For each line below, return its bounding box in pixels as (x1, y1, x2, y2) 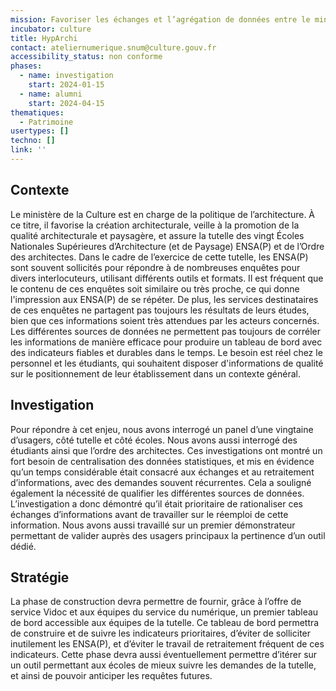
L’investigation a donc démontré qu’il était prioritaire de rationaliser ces (10, 497, 303, 510)
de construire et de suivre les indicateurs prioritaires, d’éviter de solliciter (10, 627, 312, 640)
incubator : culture (10, 24, 92, 34)
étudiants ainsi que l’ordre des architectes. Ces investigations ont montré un (10, 444, 323, 456)
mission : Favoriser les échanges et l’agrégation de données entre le (10, 14, 311, 25)
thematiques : (10, 107, 65, 118)
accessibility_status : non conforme (10, 52, 163, 62)
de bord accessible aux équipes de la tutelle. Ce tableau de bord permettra (10, 617, 320, 629)
